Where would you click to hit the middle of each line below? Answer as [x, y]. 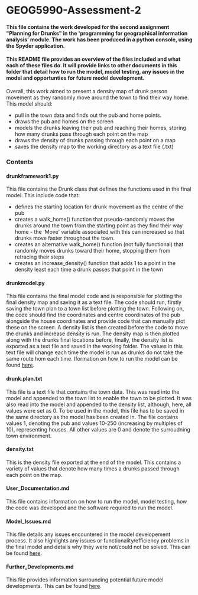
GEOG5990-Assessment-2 [74, 10]
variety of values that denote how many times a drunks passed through [93, 468]
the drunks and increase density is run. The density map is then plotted [93, 334]
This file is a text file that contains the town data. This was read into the [93, 392]
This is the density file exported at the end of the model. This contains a [94, 462]
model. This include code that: [43, 195]
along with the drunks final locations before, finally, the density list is [90, 340]
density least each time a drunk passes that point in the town [89, 270]
